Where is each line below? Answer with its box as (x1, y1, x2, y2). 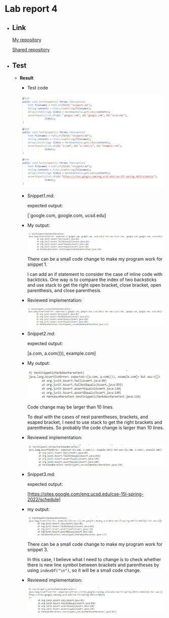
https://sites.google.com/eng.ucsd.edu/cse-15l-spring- (29, 491, 144, 497)
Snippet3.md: (27, 471, 56, 477)
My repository (12, 37, 41, 43)
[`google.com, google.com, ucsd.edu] (27, 212, 106, 219)
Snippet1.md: (27, 193, 55, 199)
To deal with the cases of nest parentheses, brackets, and (27, 414, 148, 420)
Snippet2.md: (27, 331, 56, 337)
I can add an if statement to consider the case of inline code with (27, 271, 163, 277)
